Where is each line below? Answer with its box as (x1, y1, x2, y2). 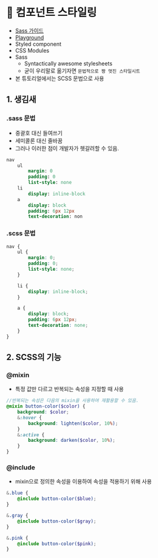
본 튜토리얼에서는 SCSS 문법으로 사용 (15, 75, 105, 82)
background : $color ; (17, 409, 69, 416)
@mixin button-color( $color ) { (6, 403, 86, 409)
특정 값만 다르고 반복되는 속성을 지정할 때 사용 (15, 386, 124, 393)
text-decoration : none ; (28, 322, 88, 329)
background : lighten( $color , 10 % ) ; (28, 420, 118, 427)
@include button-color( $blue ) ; (17, 496, 97, 502)
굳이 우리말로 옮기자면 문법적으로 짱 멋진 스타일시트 (24, 67, 140, 74)
